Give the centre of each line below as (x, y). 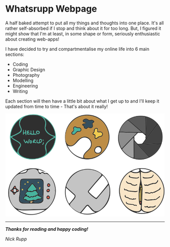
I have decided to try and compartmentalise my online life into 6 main (77, 49)
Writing (20, 91)
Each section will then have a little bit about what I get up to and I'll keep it (82, 101)
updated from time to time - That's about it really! (56, 106)
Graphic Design (29, 70)
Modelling (23, 80)
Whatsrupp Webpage (51, 9)
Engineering (25, 86)
